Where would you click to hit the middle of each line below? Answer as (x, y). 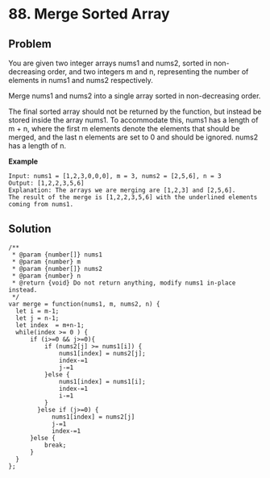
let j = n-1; (37, 318)
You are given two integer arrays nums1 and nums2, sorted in (110, 63)
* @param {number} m (46, 262)
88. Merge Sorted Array (89, 14)
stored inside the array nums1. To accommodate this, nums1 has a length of (133, 120)
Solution (30, 229)
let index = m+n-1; (50, 325)
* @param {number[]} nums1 (57, 255)
